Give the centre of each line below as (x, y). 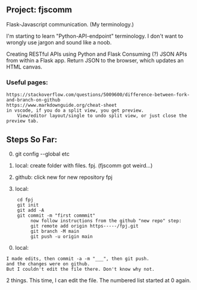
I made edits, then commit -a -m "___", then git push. (78, 258)
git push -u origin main (62, 237)
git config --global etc (42, 154)
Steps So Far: (32, 140)
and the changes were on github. (48, 264)
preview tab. (23, 121)
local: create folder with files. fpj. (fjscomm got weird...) (84, 165)
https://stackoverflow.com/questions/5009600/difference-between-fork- (98, 95)
